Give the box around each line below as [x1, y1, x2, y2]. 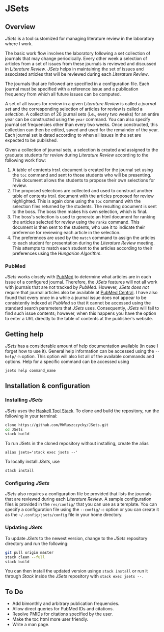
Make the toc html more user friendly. [12, 616, 88, 622]
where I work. [5, 41, 33, 47]
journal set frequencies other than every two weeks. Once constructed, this [5, 121, 158, 127]
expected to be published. [5, 137, 58, 143]
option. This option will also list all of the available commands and [22, 354, 155, 360]
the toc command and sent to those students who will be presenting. [12, 172, 152, 178]
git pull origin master [5, 550, 54, 555]
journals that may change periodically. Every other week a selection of [5, 56, 147, 61]
